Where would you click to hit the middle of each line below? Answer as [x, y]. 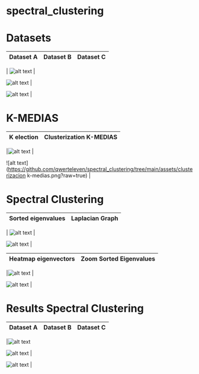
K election [24, 137]
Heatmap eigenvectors [42, 259]
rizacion [16, 176]
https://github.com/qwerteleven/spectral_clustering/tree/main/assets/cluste [100, 169]
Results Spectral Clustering [75, 308]
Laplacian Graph [94, 218]
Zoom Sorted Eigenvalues [118, 259]
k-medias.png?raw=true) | [59, 176]
